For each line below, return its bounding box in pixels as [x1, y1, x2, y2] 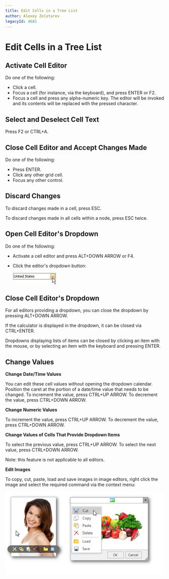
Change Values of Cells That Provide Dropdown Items [5, 432, 120, 438]
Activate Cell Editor [5, 61, 67, 70]
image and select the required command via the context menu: [5, 481, 136, 488]
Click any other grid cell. [12, 172, 64, 178]
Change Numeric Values [5, 407, 58, 413]
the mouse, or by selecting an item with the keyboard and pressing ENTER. [5, 343, 161, 349]
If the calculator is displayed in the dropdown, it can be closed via [5, 322, 142, 328]
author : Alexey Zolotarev [5, 13, 60, 19]
